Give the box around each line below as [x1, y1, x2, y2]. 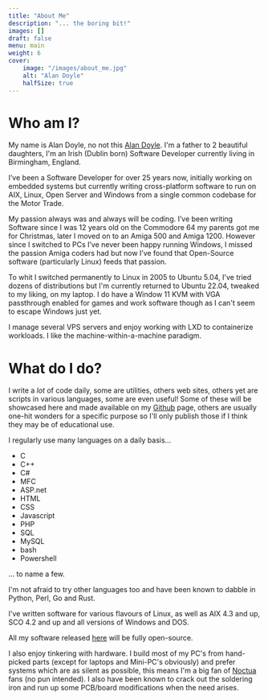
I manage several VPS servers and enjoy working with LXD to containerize [8, 323, 254, 332]
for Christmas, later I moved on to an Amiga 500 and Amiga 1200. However [8, 231, 256, 241]
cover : [8, 57, 30, 65]
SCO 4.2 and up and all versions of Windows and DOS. [8, 617, 190, 628]
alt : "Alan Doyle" [22, 72, 84, 80]
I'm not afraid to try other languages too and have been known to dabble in [8, 585, 256, 595]
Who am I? [8, 113, 80, 132]
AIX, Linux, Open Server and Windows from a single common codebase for [8, 190, 257, 200]
